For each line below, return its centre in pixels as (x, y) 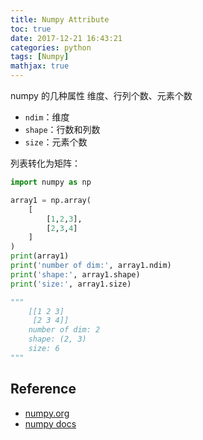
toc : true (31, 29)
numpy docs (50, 423)
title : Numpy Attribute (60, 19)
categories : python (51, 47)
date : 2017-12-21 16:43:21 (66, 38)
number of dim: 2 (64, 330)
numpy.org (47, 413)
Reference (43, 389)
